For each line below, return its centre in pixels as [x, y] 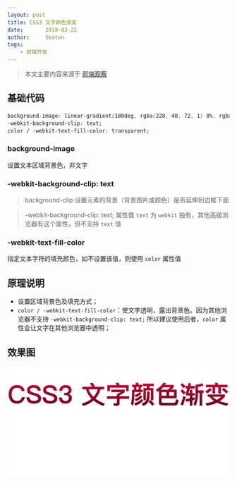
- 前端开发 [34, 52]
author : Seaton [36, 37]
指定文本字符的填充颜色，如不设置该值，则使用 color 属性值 [94, 259]
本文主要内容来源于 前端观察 [66, 74]
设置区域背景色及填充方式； [58, 302]
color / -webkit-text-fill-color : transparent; [79, 130]
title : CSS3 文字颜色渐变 [42, 22]
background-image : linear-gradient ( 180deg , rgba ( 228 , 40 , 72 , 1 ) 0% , [112, 116]
